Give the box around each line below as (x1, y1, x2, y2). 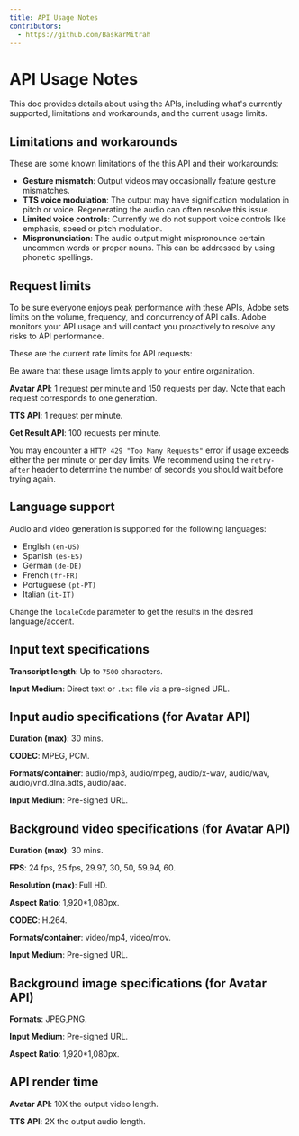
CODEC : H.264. (9, 915, 68, 925)
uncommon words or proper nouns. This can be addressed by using (22, 242, 276, 253)
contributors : (9, 22, 63, 31)
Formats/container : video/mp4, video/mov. (9, 933, 171, 943)
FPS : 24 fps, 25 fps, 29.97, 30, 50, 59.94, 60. (9, 862, 176, 873)
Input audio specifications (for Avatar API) (9, 708, 251, 725)
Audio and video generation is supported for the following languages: (9, 523, 267, 534)
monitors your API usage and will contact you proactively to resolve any (9, 320, 276, 331)
